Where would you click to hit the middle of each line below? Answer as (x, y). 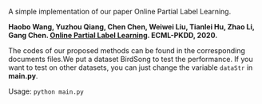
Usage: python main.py (46, 91)
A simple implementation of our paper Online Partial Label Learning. (120, 12)
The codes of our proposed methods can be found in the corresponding (127, 50)
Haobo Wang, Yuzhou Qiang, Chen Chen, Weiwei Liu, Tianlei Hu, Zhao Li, (131, 27)
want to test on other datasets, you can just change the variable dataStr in (131, 67)
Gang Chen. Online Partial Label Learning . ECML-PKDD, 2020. (113, 35)
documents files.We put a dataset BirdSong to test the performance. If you (131, 59)
